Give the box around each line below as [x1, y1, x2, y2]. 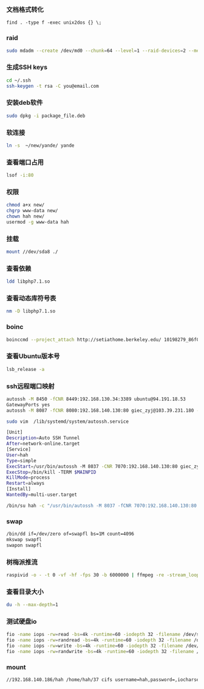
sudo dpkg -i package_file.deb [6, 113, 86, 119]
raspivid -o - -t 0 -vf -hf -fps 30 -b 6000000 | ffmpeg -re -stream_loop [6, 572, 200, 578]
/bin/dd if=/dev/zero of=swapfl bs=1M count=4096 [6, 531, 135, 537]
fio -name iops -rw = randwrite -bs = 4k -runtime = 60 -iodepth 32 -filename [6, 649, 194, 655]
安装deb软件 [6, 99, 43, 107]
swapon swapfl [6, 542, 42, 548]
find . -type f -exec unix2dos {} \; [6, 19, 102, 26]
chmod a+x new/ [6, 202, 45, 208]
